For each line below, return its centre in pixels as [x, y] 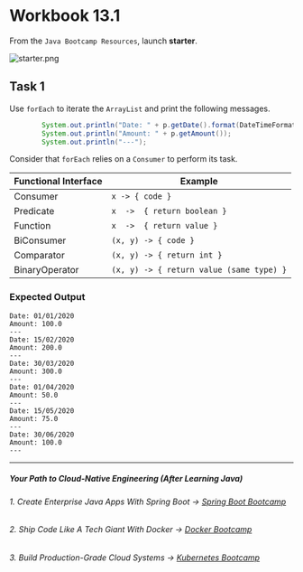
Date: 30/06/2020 [42, 435]
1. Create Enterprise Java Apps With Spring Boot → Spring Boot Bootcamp [148, 502]
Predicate [34, 211]
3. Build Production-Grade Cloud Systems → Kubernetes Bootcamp [134, 558]
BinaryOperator [46, 270]
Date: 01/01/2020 [42, 316]
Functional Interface [58, 182]
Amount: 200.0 [36, 347]
